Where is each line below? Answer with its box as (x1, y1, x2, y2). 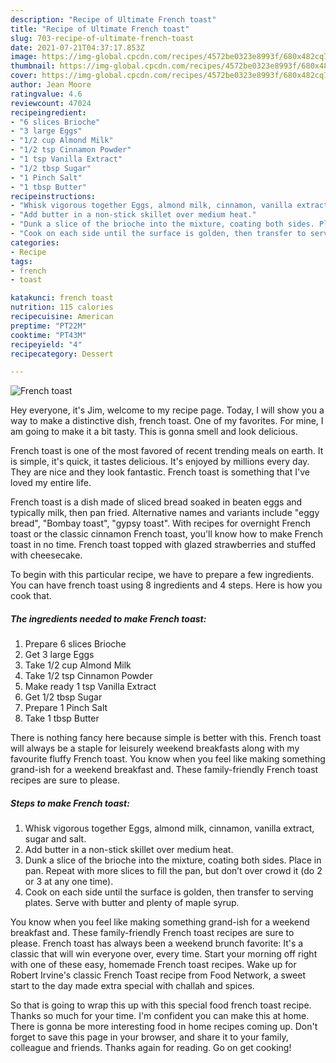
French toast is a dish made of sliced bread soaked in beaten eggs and (10, 496, 303, 508)
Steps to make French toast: (10, 797, 130, 809)
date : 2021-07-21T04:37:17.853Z (10, 42, 145, 53)
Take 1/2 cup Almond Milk (24, 659, 132, 671)
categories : (10, 237, 60, 248)
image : (10, 52, 38, 62)
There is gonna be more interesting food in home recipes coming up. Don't (10, 1021, 318, 1033)
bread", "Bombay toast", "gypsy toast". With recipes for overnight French (10, 517, 312, 530)
